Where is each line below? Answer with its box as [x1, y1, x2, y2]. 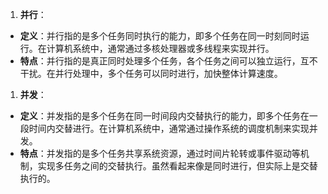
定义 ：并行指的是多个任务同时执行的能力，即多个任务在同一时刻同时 [19, 30, 301, 42]
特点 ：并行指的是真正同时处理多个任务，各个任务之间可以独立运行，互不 [19, 55, 318, 67]
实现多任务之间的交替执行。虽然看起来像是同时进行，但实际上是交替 [37, 160, 318, 172]
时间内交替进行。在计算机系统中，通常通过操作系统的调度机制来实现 [28, 123, 310, 134]
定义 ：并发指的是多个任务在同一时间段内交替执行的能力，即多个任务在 [19, 110, 310, 122]
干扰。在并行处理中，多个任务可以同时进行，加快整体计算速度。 [19, 68, 283, 79]
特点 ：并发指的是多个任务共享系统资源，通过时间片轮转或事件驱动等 [19, 148, 301, 159]
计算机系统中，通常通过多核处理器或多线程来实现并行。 [46, 43, 275, 54]
